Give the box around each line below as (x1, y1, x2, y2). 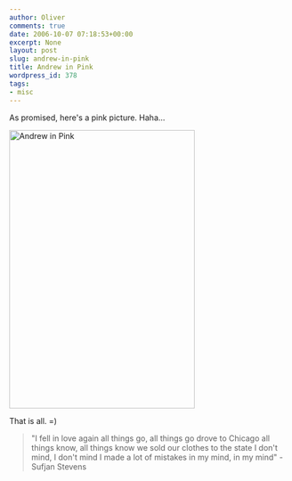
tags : (9, 79, 29, 88)
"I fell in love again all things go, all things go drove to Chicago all (30, 433, 270, 444)
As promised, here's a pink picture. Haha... (9, 112, 166, 123)
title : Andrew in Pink (9, 63, 93, 72)
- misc (9, 87, 34, 96)
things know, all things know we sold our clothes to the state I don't (30, 442, 279, 452)
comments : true (9, 21, 66, 30)
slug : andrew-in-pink (9, 54, 90, 63)
